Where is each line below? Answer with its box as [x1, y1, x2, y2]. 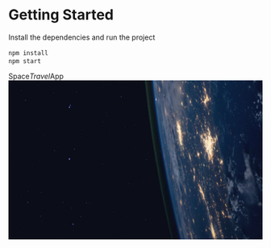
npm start [8, 57, 42, 65]
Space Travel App [8, 71, 65, 81]
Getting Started [8, 6, 115, 24]
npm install [8, 48, 48, 57]
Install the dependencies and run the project [8, 32, 156, 42]
